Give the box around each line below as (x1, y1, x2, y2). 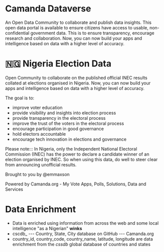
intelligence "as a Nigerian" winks (12, 225, 82, 231)
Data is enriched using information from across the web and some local (12, 220, 159, 226)
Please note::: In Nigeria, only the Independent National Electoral (5, 146, 138, 152)
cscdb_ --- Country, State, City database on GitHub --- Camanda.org (12, 231, 154, 237)
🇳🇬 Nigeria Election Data (5, 58, 112, 70)
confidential (5, 30, 30, 36)
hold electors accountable (12, 131, 66, 137)
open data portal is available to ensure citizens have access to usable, (5, 24, 149, 30)
